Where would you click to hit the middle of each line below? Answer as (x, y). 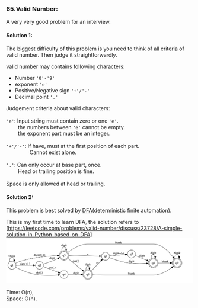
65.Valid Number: (32, 9)
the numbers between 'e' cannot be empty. (71, 127)
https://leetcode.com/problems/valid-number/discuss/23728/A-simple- (95, 228)
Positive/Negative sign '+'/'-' (52, 90)
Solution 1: (19, 35)
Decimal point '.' (36, 97)
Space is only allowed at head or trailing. (56, 184)
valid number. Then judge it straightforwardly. (62, 54)
